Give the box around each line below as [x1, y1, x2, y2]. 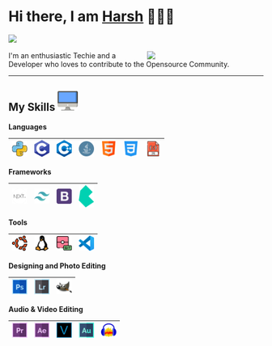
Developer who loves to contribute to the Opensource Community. [8, 59, 230, 69]
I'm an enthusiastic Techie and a [8, 50, 117, 60]
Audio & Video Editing [8, 304, 83, 314]
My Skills [8, 100, 56, 114]
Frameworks [8, 167, 52, 176]
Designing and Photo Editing [8, 260, 107, 270]
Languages [8, 121, 47, 132]
